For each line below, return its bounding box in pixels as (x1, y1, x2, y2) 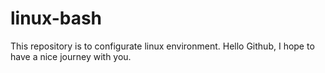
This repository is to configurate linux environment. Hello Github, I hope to (10, 40, 315, 52)
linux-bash (10, 7, 103, 30)
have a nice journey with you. (10, 50, 132, 62)
